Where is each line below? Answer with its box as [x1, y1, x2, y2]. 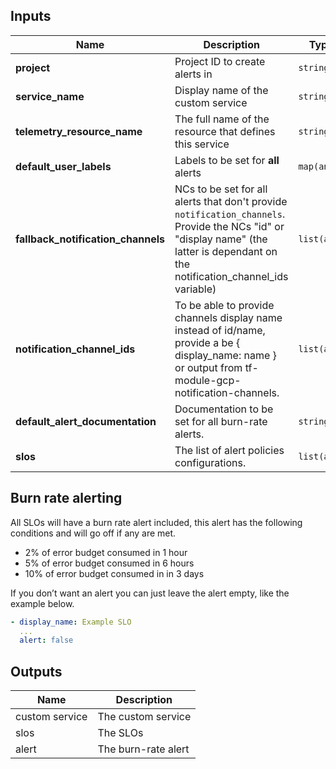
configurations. [174, 455, 247, 469]
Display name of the [174, 83, 269, 97]
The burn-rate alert [97, 742, 190, 756]
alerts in [174, 67, 213, 81]
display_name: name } [174, 348, 277, 362]
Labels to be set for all [174, 153, 280, 167]
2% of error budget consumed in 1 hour [24, 546, 188, 558]
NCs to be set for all [174, 182, 268, 196]
